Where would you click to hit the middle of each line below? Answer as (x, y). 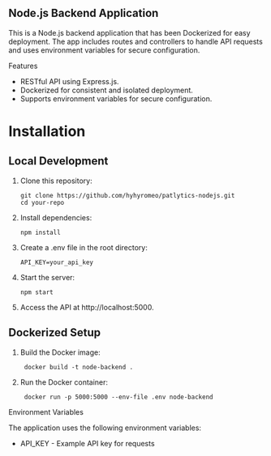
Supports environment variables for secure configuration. (116, 98)
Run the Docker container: (64, 382)
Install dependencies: (56, 217)
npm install (40, 232)
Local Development (58, 161)
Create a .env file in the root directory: (84, 247)
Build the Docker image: (60, 352)
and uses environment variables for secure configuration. (104, 50)
